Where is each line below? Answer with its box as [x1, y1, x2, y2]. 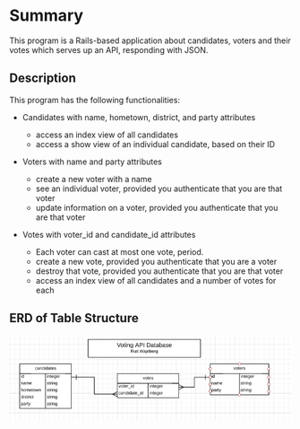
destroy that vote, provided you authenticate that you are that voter [35, 266, 284, 276]
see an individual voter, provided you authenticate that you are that [35, 183, 283, 194]
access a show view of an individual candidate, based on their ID [35, 138, 276, 149]
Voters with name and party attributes [21, 156, 163, 167]
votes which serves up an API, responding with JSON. [9, 44, 209, 55]
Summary [9, 5, 83, 26]
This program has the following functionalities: [9, 94, 181, 105]
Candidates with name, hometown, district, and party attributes [21, 111, 256, 122]
